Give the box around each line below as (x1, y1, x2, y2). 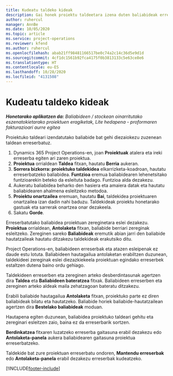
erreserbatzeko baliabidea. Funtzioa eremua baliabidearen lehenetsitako (13, 171, 167, 177)
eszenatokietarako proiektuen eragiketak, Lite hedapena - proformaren (6, 118, 157, 125)
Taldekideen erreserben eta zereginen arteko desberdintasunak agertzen (6, 272, 161, 278)
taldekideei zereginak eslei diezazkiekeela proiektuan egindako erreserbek (6, 256, 164, 263)
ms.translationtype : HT (6, 60, 57, 65)
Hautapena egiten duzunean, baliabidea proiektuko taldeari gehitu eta (6, 313, 153, 320)
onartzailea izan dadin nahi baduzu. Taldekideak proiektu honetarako (13, 199, 160, 205)
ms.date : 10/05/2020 (6, 27, 50, 32)
